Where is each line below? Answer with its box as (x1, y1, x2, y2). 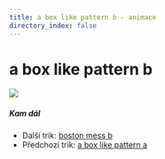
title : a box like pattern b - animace (9, 12, 157, 22)
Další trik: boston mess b (21, 130, 114, 141)
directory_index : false (9, 21, 98, 30)
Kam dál (9, 108, 41, 119)
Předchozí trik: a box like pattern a (21, 140, 148, 150)
